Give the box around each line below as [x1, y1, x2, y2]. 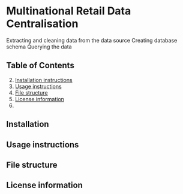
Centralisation [6, 17, 79, 31]
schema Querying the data [6, 43, 72, 50]
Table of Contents [6, 60, 75, 71]
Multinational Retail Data [6, 4, 131, 18]
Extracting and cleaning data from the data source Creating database [6, 37, 178, 44]
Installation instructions [14, 76, 73, 83]
